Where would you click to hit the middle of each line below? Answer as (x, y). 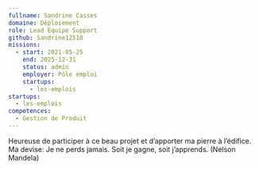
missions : (25, 45)
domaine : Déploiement (44, 23)
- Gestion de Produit (51, 119)
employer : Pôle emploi (60, 74)
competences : (30, 111)
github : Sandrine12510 (46, 38)
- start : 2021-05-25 (49, 52)
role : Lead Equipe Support (53, 30)
